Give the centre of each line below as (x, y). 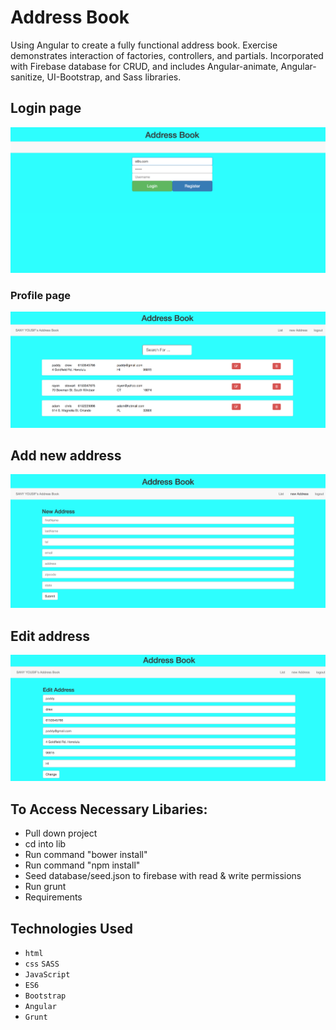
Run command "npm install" (82, 865)
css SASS (42, 964)
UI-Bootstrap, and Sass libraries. (114, 77)
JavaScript (47, 974)
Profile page (41, 295)
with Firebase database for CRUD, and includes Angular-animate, (144, 66)
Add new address (66, 455)
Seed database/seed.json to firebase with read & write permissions (163, 876)
